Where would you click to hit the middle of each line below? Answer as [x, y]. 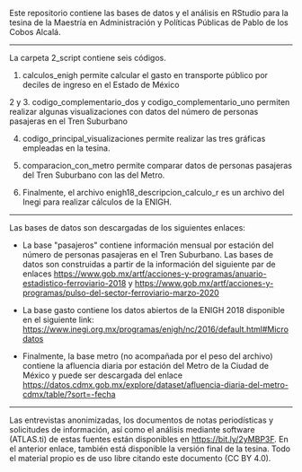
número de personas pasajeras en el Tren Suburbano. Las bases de [148, 254]
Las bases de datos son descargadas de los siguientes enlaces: [127, 227]
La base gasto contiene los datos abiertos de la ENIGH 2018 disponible [153, 310]
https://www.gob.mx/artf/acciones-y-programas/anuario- [160, 274]
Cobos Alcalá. [35, 32]
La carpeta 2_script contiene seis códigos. [88, 58]
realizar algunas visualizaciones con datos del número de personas [134, 112]
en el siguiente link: [58, 319]
